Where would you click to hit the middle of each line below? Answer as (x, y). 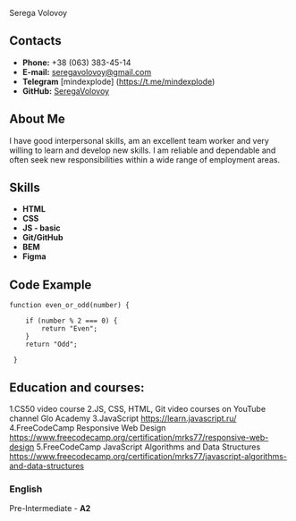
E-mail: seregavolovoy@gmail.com (87, 71)
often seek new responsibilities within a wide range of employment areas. (144, 159)
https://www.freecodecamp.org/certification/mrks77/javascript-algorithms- (148, 457)
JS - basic (41, 228)
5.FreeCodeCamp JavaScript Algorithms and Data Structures (148, 447)
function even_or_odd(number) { (69, 306)
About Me (37, 119)
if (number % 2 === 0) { (72, 321)
